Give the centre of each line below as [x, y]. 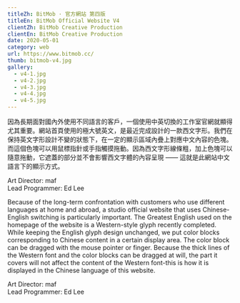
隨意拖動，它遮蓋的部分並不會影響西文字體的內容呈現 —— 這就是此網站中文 [119, 157]
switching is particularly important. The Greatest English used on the [131, 217]
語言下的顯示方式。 [36, 166]
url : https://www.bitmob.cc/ [51, 54]
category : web [29, 47]
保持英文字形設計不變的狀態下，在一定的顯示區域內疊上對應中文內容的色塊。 [120, 139]
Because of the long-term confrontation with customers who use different [116, 202]
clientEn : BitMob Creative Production [65, 34]
